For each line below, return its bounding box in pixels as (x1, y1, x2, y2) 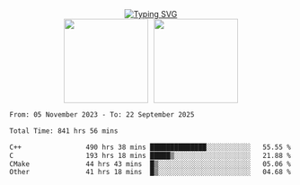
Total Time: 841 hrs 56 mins (9, 126, 119, 136)
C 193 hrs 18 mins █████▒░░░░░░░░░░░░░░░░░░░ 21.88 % (9, 151, 292, 160)
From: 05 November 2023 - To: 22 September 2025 (9, 110, 195, 119)
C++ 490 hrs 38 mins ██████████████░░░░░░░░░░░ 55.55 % (9, 143, 292, 152)
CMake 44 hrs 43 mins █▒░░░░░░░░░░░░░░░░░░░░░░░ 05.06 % (9, 159, 292, 169)
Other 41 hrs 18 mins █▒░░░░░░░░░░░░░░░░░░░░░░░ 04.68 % (9, 168, 292, 177)
